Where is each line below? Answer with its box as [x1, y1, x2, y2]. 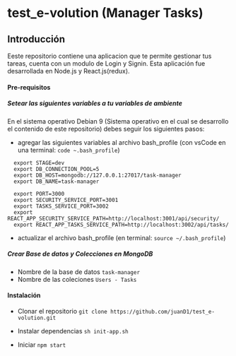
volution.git [17, 314, 57, 321]
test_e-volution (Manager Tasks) [7, 5, 203, 21]
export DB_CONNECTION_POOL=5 [13, 165, 100, 172]
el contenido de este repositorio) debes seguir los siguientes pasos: [7, 124, 205, 133]
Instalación [7, 291, 41, 299]
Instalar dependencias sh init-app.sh [17, 326, 129, 335]
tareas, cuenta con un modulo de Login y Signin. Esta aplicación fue [7, 59, 206, 68]
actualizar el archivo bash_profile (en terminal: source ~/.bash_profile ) [17, 233, 226, 242]
